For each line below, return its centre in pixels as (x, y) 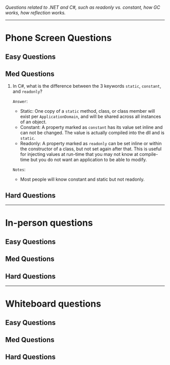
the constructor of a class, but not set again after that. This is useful (91, 149)
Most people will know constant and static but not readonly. (82, 179)
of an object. (33, 122)
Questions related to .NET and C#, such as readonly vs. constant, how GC (83, 7)
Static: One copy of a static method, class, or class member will (88, 111)
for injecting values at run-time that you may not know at (79, 154)
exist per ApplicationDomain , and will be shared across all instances (91, 117)
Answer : (20, 102)
